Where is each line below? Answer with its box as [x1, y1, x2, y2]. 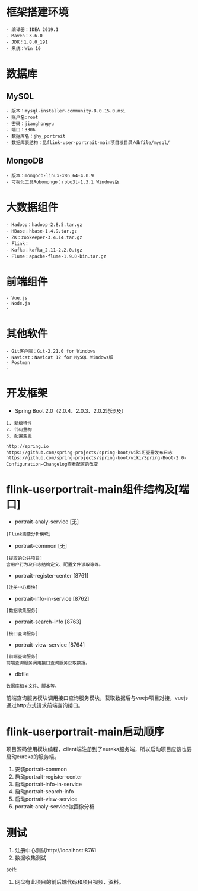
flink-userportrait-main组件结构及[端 [6, 482, 190, 496]
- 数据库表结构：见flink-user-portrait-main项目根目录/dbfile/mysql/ [6, 139, 170, 146]
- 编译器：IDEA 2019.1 [6, 26, 59, 33]
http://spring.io [6, 443, 49, 449]
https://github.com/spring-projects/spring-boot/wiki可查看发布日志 [6, 450, 173, 456]
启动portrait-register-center [14, 773, 82, 780]
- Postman [6, 359, 31, 366]
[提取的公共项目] [6, 556, 43, 561]
